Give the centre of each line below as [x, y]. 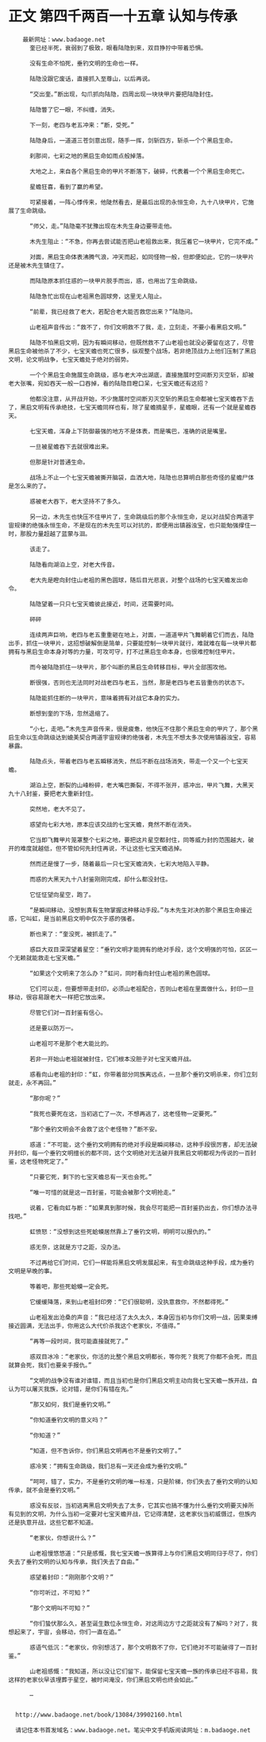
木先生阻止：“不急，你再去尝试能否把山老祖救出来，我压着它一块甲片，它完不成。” [144, 241]
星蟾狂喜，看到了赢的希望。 [68, 187]
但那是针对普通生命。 [59, 462]
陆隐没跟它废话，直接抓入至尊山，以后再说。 [91, 79]
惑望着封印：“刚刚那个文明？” [71, 1577]
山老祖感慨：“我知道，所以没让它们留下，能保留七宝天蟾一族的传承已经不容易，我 [143, 1671]
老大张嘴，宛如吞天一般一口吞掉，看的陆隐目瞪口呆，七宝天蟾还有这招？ [109, 383]
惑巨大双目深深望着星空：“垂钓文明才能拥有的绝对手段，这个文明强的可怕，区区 [141, 949]
